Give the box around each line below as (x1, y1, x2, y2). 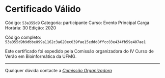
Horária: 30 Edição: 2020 (5, 25, 56, 30)
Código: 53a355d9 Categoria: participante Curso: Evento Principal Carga (5, 20, 150, 26)
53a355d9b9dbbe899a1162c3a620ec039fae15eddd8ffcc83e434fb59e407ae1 (5, 39, 146, 45)
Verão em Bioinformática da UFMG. (5, 53, 77, 59)
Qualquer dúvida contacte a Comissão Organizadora (5, 67, 112, 73)
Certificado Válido (5, 3, 81, 15)
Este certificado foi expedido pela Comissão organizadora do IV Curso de (5, 48, 154, 54)
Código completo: (5, 34, 42, 40)
